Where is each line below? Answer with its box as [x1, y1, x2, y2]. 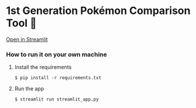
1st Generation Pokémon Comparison [6, 4, 191, 18]
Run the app [14, 85, 44, 92]
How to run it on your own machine [6, 50, 107, 58]
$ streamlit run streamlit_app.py [14, 96, 99, 103]
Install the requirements [14, 64, 72, 71]
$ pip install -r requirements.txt [14, 75, 102, 81]
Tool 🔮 [6, 16, 37, 30]
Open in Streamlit [6, 36, 48, 43]
